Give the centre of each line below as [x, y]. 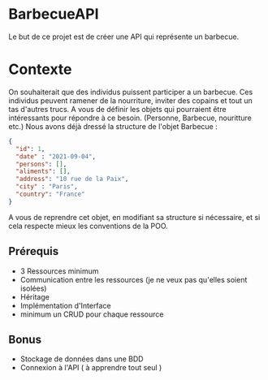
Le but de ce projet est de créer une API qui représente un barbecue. [124, 37]
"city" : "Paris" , [47, 187]
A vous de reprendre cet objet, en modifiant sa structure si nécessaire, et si [134, 217]
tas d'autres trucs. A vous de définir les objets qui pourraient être [117, 109]
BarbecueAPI [54, 14]
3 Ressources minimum [59, 271]
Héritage [35, 296]
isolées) [33, 288]
